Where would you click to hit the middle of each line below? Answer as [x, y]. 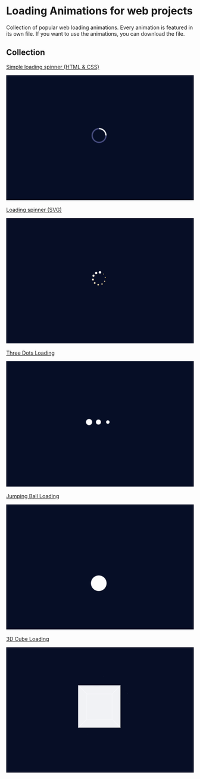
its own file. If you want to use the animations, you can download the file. [96, 33]
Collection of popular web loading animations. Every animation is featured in [100, 27]
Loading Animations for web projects [100, 11]
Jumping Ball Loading [33, 496]
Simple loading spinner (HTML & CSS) [53, 67]
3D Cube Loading [28, 639]
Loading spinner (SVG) [34, 210]
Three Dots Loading [31, 353]
